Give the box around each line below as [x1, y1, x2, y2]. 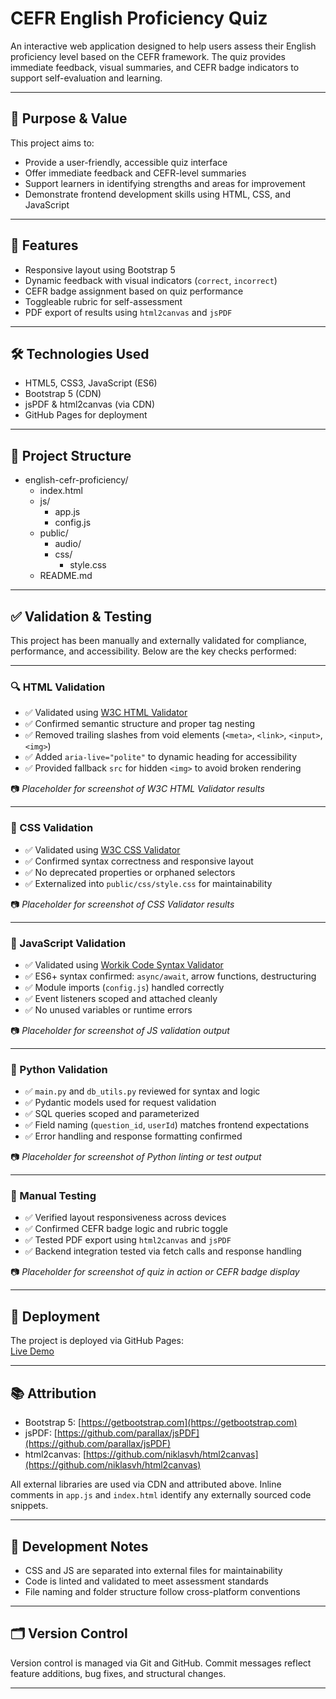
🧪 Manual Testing [10, 1189, 97, 1203]
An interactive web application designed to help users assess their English [10, 40, 317, 52]
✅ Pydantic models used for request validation [24, 1097, 217, 1109]
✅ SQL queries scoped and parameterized [24, 1108, 200, 1120]
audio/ [54, 538, 82, 550]
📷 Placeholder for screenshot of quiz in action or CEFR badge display [10, 1266, 300, 1278]
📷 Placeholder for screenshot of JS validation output [10, 1024, 230, 1036]
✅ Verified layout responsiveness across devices [24, 1212, 227, 1224]
